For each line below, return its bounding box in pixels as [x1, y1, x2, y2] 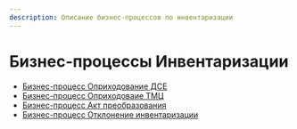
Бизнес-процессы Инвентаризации [9, 51, 289, 71]
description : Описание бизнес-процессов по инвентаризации [9, 12, 234, 22]
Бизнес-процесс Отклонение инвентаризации [21, 109, 199, 120]
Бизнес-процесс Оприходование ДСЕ [21, 81, 168, 92]
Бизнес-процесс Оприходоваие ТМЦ [21, 90, 164, 101]
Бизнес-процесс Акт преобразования [21, 100, 167, 110]
